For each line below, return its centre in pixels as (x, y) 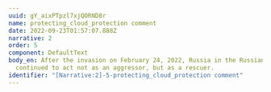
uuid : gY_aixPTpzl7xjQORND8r (57, 16)
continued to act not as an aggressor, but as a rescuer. (115, 68)
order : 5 (23, 46)
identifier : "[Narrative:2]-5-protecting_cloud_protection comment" (126, 75)
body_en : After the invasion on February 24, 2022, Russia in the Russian (137, 61)
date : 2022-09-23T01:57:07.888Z (63, 30)
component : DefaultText (48, 53)
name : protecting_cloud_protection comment (83, 23)
